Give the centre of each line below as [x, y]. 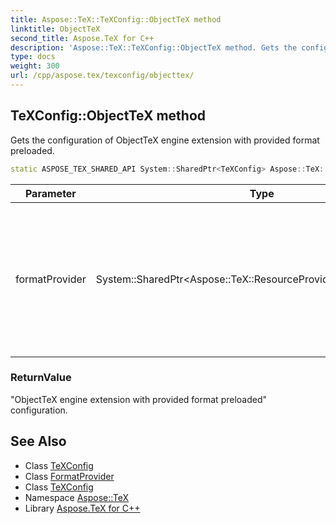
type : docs [33, 57]
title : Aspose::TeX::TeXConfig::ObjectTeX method [116, 19]
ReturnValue [41, 378]
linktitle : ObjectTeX [55, 29]
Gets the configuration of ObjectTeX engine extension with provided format [165, 140]
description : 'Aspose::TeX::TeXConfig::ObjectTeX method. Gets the [154, 47]
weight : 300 [35, 66]
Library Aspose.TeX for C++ [82, 508]
